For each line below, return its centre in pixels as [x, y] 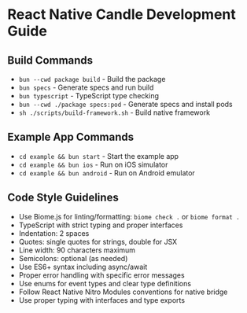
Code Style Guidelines [63, 198]
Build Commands [50, 60]
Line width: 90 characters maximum [77, 250]
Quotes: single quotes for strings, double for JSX [98, 241]
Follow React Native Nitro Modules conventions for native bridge [123, 292]
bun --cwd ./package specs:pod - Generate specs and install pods [125, 104]
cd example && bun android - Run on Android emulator [107, 173]
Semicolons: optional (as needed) [73, 258]
